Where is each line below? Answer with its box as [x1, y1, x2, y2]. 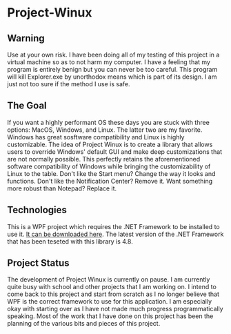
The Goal [7, 100, 47, 112]
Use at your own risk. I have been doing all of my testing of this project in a [7, 50, 220, 59]
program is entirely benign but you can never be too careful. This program [7, 66, 218, 73]
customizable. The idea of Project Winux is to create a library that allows [7, 140, 213, 148]
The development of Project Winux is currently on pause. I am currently [7, 275, 210, 284]
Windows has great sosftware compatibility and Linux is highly [7, 132, 185, 141]
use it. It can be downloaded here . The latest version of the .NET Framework [7, 230, 224, 238]
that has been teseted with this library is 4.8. [7, 237, 133, 246]
